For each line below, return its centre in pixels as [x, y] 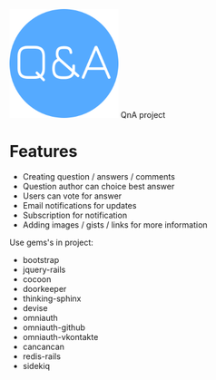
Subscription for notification [75, 215]
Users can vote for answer [72, 196]
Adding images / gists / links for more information [115, 224]
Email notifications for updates [79, 205]
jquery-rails [44, 269]
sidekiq [36, 365]
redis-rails [42, 356]
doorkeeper [44, 288]
